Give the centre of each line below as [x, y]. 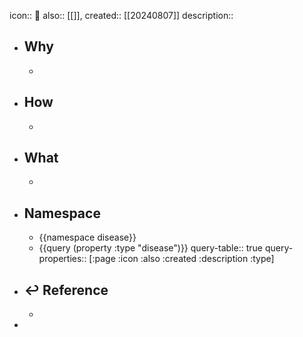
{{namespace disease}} [87, 237]
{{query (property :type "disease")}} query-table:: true [150, 248]
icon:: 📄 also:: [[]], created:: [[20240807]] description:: [121, 15]
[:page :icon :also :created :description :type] [181, 259]
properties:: [62, 259]
